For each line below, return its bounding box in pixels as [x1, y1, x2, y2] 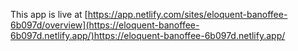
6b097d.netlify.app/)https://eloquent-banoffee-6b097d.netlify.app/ [10, 30, 286, 41]
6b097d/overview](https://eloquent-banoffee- [10, 19, 200, 31]
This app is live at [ [10, 9, 88, 20]
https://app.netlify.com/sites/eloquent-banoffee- [87, 9, 288, 20]
